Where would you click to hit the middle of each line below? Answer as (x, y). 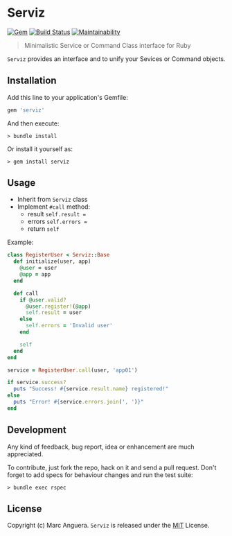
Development (37, 430)
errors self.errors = (57, 222)
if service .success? (37, 383)
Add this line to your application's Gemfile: (68, 97)
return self (43, 229)
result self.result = (57, 214)
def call (26, 293)
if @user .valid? (43, 300)
